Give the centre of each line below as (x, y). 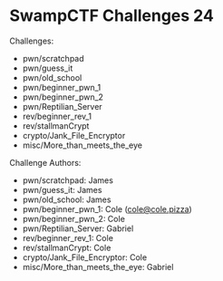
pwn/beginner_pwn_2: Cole (73, 218)
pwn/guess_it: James (62, 189)
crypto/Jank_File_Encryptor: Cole (85, 257)
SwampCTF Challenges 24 (112, 16)
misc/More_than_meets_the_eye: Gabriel (98, 266)
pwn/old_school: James (67, 199)
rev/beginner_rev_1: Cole (68, 237)
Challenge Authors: (45, 162)
